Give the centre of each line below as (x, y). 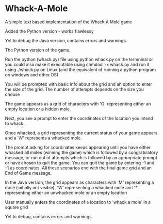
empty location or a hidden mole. (38, 109)
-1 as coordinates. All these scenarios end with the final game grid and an (78, 168)
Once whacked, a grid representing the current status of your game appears (81, 133)
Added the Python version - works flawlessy (49, 31)
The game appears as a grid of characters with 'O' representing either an (78, 104)
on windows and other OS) (32, 75)
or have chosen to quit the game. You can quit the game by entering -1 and (80, 163)
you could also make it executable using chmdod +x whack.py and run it (77, 64)
